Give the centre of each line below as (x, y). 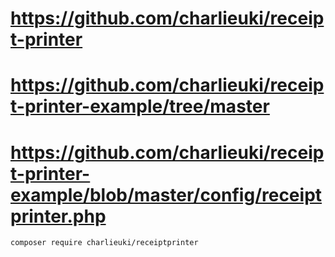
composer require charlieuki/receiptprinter (104, 243)
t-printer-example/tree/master (140, 106)
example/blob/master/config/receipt (166, 194)
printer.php (58, 216)
